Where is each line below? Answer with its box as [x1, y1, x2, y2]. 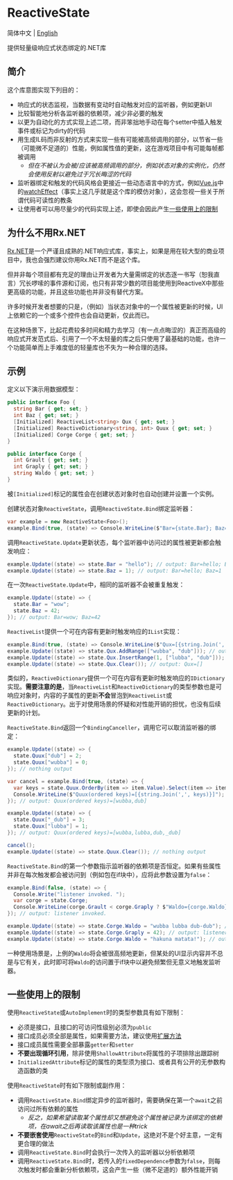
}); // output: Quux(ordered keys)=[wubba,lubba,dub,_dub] [7, 829, 182, 836]
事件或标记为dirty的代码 [17, 126, 85, 135]
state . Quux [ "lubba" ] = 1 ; [13, 823, 89, 830]
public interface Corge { [7, 450, 82, 457]
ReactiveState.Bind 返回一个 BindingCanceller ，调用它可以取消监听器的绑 [7, 723, 216, 732]
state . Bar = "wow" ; [13, 601, 70, 608]
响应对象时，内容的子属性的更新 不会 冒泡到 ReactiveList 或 [7, 691, 172, 700]
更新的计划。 [7, 709, 44, 717]
